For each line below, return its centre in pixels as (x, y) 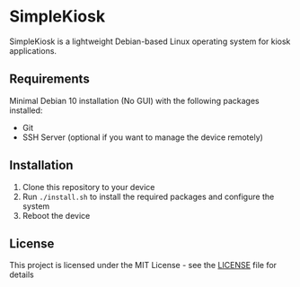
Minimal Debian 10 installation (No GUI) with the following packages (134, 100)
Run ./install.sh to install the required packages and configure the (148, 196)
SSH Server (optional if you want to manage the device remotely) (142, 137)
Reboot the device (56, 215)
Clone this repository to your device (88, 187)
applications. (33, 50)
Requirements (49, 79)
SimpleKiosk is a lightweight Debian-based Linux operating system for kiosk (150, 41)
